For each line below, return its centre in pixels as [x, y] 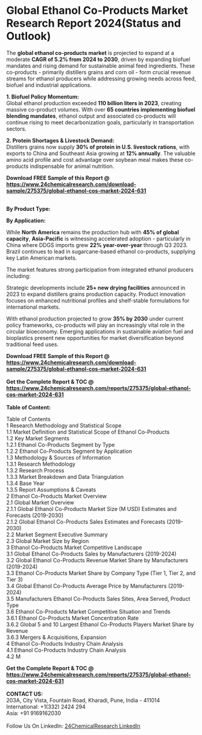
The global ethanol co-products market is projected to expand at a [90, 53]
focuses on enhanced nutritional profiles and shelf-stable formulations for [98, 300]
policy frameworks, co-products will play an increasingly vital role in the [96, 325]
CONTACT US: [25, 694]
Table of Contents [29, 419]
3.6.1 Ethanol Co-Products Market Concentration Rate [72, 618]
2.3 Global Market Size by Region [48, 541]
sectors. [17, 129]
